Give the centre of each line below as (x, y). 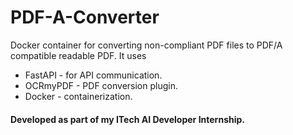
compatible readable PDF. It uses (78, 55)
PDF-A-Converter (85, 17)
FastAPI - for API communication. (93, 75)
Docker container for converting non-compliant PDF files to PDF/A (146, 45)
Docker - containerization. (78, 96)
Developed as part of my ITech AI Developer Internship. (127, 119)
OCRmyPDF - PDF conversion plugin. (101, 85)
